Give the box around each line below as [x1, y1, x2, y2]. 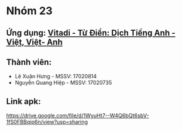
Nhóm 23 [6, 4, 53, 18]
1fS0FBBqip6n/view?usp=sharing [6, 119, 88, 126]
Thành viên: [6, 57, 52, 67]
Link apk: [6, 96, 41, 106]
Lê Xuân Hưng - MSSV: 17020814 [14, 73, 97, 80]
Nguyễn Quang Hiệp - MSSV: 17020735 [14, 79, 112, 87]
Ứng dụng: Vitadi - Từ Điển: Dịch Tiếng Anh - [6, 28, 176, 38]
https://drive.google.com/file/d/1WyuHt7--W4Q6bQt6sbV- [6, 112, 149, 119]
